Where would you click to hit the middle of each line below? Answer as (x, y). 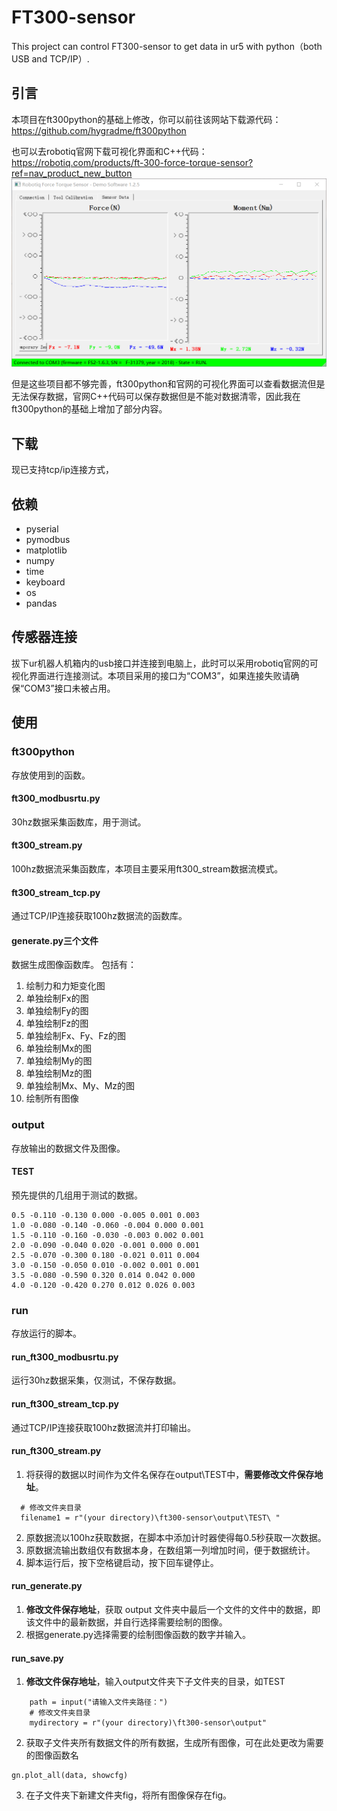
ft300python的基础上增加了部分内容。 (89, 409)
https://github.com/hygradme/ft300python (99, 130)
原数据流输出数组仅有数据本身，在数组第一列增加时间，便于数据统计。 (170, 1550)
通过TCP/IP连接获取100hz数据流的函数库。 (99, 916)
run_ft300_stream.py (56, 1451)
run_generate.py (47, 1586)
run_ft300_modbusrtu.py (65, 1357)
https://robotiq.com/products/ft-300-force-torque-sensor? (132, 162)
